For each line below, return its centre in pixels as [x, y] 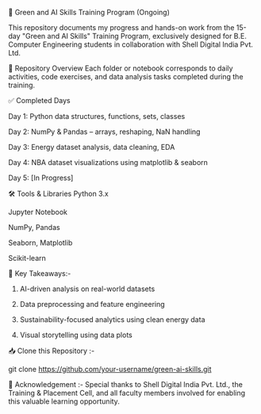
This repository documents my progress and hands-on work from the [121, 27]
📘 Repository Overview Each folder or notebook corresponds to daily [121, 68]
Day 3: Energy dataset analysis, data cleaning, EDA [92, 147]
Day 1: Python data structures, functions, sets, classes [97, 116]
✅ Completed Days [39, 100]
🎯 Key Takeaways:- [40, 273]
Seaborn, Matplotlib [40, 243]
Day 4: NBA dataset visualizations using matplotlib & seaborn [108, 162]
